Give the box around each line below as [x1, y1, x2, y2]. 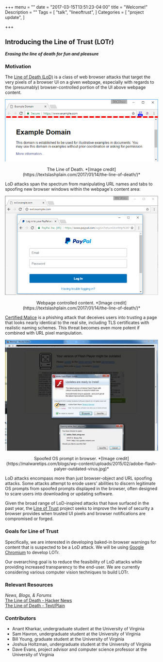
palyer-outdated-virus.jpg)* [54, 466, 109, 472]
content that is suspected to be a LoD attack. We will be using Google [5, 544, 144, 550]
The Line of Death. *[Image [47, 166, 102, 172]
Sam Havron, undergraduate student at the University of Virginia [12, 631, 141, 637]
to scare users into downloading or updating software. [5, 491, 114, 497]
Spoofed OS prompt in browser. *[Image [33, 456, 115, 462]
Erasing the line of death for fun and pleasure [5, 51, 99, 56]
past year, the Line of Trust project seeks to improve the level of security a [5, 505, 154, 511]
